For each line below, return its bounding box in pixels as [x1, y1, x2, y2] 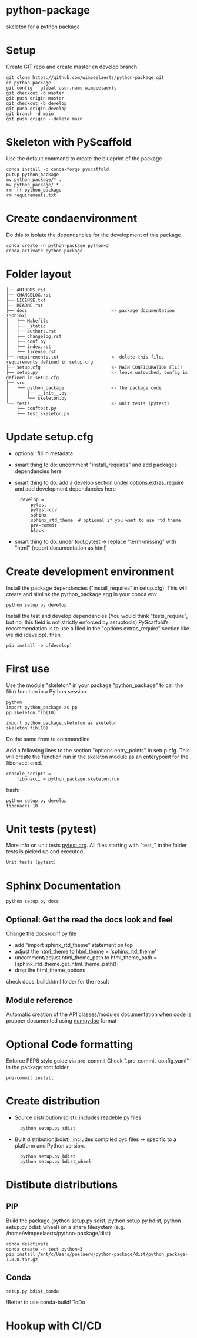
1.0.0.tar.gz [6, 1257, 38, 1263]
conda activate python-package [6, 248, 83, 254]
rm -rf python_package [6, 187, 62, 193]
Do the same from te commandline [6, 735, 90, 742]
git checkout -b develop [6, 100, 67, 106]
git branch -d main [6, 110, 54, 117]
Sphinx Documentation [6, 879, 121, 892]
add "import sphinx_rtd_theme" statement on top [14, 942, 133, 949]
